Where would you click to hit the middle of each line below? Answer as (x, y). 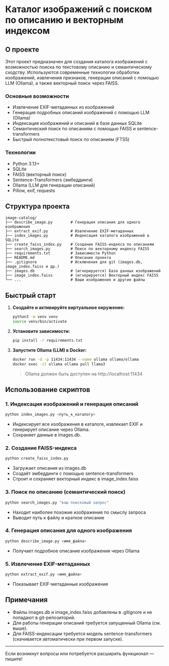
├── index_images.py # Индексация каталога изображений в (77, 236)
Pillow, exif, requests (34, 190)
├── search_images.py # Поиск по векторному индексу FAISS (77, 249)
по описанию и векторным (64, 20)
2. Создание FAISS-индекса (41, 448)
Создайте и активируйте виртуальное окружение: (68, 307)
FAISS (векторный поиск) (39, 174)
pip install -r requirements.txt (48, 340)
